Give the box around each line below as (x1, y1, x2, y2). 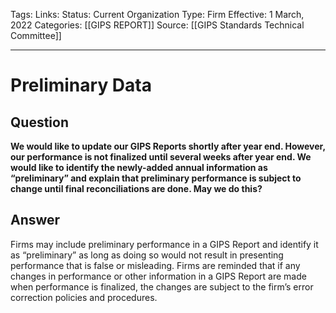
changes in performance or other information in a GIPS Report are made (10, 270, 307, 282)
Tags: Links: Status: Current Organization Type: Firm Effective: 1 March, (10, 9, 305, 20)
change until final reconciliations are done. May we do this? (10, 183, 263, 194)
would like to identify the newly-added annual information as (10, 162, 268, 173)
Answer (10, 212, 61, 229)
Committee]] (10, 30, 62, 41)
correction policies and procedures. (10, 291, 158, 303)
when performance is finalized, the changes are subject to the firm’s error (10, 280, 314, 293)
